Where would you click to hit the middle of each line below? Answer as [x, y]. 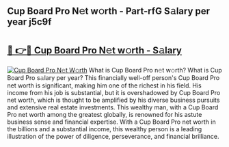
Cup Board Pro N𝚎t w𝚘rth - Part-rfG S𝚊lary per [109, 11]
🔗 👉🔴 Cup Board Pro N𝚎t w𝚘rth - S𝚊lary [95, 50]
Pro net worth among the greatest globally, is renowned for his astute [105, 115]
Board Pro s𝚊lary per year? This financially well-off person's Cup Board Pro [113, 78]
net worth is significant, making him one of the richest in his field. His [104, 85]
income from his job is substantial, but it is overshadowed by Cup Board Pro [114, 93]
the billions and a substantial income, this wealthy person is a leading [105, 129]
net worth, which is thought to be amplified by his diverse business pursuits [113, 100]
